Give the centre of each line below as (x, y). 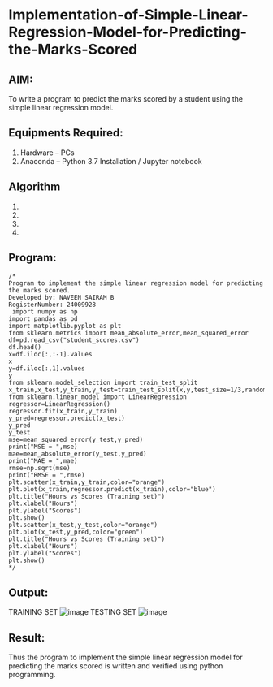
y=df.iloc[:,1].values (47, 369)
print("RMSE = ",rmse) (47, 475)
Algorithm (35, 187)
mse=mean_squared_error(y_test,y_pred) (76, 440)
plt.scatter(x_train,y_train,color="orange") (87, 482)
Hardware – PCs (47, 153)
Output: (28, 592)
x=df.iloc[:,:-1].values (50, 355)
